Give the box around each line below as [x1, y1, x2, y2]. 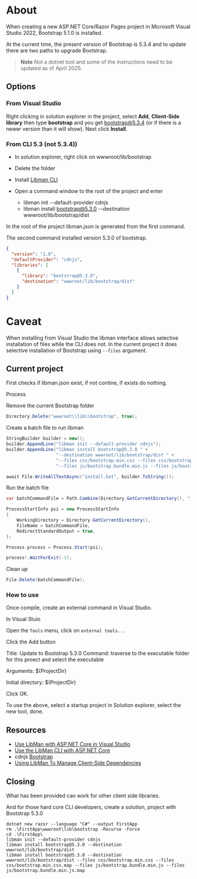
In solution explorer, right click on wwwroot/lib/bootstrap [14, 153, 152, 160]
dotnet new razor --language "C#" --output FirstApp [6, 821, 138, 827]
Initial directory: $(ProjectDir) [6, 679, 76, 686]
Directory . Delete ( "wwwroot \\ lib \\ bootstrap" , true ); [6, 413, 138, 420]
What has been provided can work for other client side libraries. [6, 792, 160, 800]
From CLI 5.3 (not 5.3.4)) [6, 140, 78, 148]
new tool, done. [6, 708, 44, 715]
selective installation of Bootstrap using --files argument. [6, 347, 148, 354]
